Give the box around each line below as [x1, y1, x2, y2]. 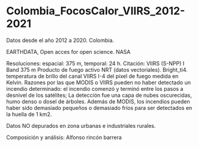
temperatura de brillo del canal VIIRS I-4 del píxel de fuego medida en [6, 72, 179, 79]
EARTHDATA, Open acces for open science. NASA [6, 48, 131, 55]
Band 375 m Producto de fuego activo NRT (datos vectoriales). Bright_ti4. [6, 66, 188, 73]
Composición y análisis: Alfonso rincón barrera [6, 133, 122, 141]
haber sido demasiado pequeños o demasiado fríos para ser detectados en [6, 104, 193, 111]
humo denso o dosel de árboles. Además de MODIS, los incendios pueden [6, 97, 190, 105]
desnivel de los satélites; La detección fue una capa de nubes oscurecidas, [6, 91, 192, 99]
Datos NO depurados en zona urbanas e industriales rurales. [6, 122, 156, 129]
